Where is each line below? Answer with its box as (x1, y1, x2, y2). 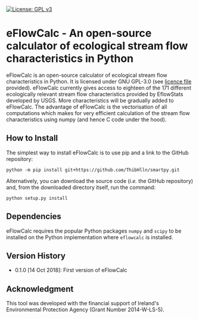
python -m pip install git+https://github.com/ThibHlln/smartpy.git (6, 167, 180, 173)
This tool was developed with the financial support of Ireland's (6, 300, 160, 307)
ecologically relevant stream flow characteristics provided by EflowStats (6, 90, 184, 98)
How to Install (6, 133, 58, 143)
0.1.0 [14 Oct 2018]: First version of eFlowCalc (14, 267, 128, 274)
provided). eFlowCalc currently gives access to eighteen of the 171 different (6, 84, 192, 91)
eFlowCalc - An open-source (6, 27, 152, 40)
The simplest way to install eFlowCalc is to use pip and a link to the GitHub (6, 149, 189, 156)
